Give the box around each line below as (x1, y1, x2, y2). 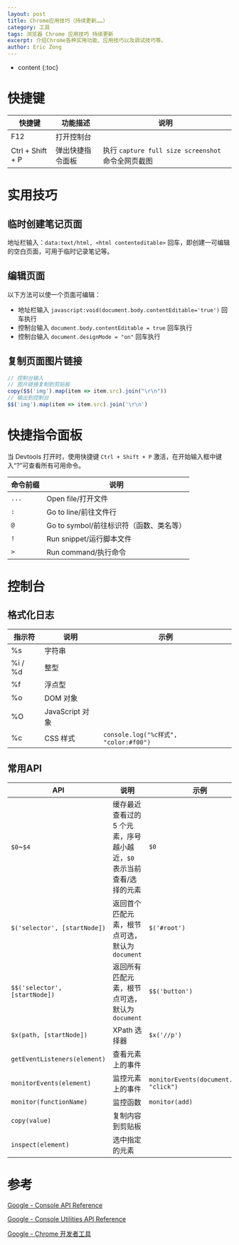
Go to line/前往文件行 (46, 507, 117, 517)
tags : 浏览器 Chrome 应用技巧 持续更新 (7, 30, 114, 38)
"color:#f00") (102, 738, 152, 746)
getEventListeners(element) (11, 1054, 106, 1063)
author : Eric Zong (7, 44, 62, 51)
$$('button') (149, 987, 193, 995)
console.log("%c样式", (102, 730, 178, 739)
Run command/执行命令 (46, 547, 127, 557)
